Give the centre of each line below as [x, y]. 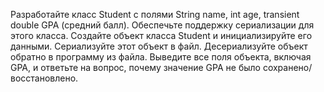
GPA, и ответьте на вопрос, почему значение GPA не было [135, 67]
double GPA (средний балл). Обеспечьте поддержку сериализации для [162, 25]
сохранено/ [287, 67]
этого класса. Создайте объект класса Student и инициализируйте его [161, 35]
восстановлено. [44, 78]
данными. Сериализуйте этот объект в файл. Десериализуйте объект [159, 46]
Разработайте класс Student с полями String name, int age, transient [155, 14]
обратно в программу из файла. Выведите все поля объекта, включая [161, 57]
